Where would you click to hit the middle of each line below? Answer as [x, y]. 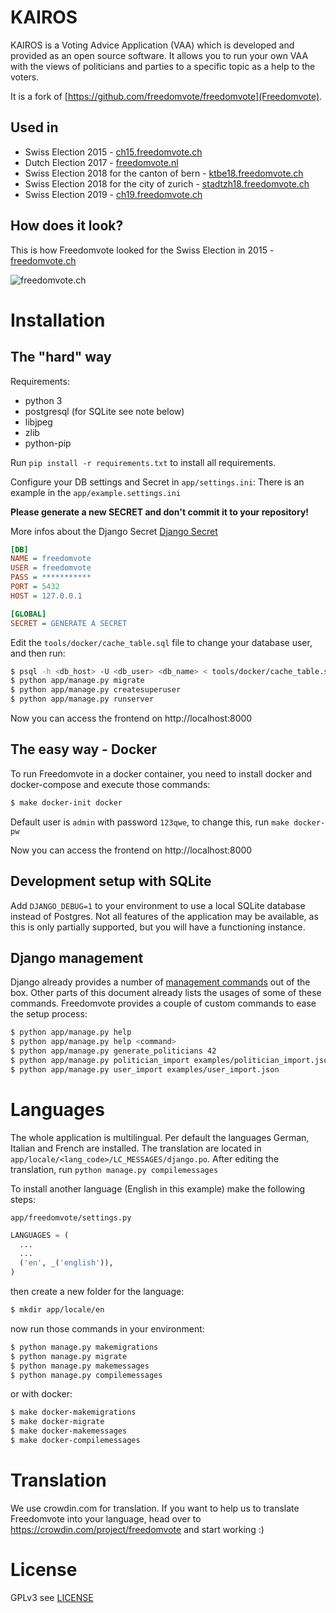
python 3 [43, 400]
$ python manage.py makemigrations [84, 1347]
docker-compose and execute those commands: [110, 784]
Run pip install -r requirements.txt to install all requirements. [143, 462]
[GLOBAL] [28, 614]
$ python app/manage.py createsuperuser [96, 690]
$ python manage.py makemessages [80, 1366]
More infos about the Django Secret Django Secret [114, 531]
